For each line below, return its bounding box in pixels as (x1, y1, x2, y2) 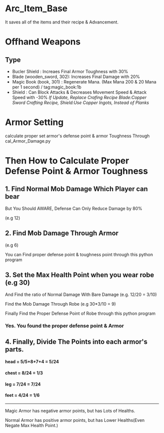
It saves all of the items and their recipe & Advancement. (5, 19, 119, 25)
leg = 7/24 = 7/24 (5, 381, 41, 387)
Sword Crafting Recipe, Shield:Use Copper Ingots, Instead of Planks (12, 100, 149, 105)
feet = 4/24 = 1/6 (5, 392, 40, 398)
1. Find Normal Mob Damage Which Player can (5, 185, 148, 193)
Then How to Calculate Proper (5, 155, 129, 166)
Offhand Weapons (5, 36, 81, 47)
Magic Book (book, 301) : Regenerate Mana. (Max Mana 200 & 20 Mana (12, 79, 157, 84)
